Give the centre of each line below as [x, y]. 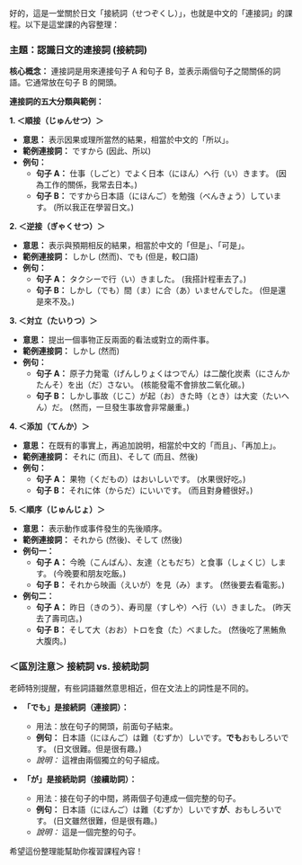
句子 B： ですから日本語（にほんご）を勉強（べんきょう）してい [155, 196]
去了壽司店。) [59, 619]
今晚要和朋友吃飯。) [91, 574]
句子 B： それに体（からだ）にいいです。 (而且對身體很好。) [144, 490]
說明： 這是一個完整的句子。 [88, 832]
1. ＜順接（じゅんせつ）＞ [57, 120]
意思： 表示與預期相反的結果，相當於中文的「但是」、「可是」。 [136, 245]
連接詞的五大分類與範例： [57, 102]
